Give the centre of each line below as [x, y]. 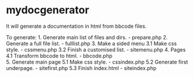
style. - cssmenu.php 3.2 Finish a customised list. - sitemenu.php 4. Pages [96, 49]
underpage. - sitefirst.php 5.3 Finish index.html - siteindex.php [81, 68]
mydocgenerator [48, 10]
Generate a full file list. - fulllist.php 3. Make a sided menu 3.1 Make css [91, 43]
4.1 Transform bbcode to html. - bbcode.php [59, 56]
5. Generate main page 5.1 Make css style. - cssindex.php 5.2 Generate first [97, 62]
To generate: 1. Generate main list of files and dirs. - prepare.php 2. [87, 37]
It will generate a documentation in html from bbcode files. [77, 26]
